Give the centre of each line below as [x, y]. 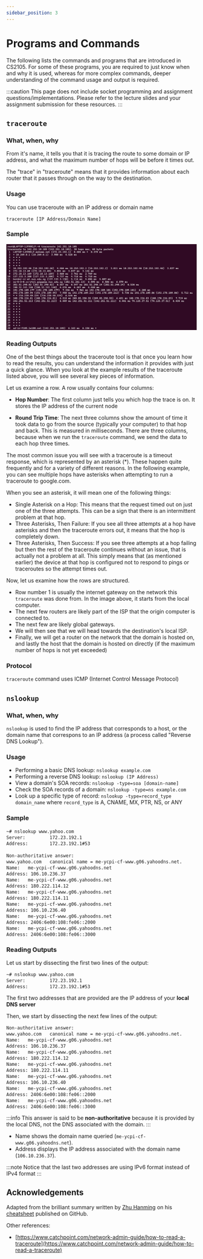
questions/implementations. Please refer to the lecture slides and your [94, 97]
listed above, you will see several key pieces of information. [80, 376]
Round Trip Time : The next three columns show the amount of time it [101, 418]
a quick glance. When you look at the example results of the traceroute [95, 370]
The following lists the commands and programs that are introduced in [94, 60]
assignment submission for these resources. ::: [64, 104]
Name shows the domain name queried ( [66, 1136]
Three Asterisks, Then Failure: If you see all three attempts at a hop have [105, 524]
